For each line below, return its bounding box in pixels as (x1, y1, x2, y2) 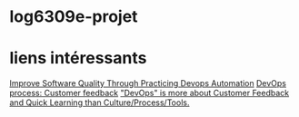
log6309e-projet (9, 6, 138, 27)
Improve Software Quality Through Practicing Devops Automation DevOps (9, 78, 286, 89)
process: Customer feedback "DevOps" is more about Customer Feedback (9, 88, 290, 99)
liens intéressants (9, 48, 147, 69)
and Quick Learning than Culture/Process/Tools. (9, 97, 190, 108)
